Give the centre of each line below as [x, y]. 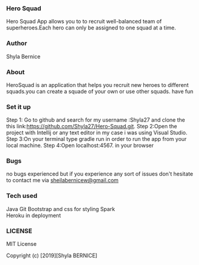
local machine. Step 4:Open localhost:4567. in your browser [80, 146]
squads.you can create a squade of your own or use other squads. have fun [100, 91]
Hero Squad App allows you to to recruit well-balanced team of [84, 22]
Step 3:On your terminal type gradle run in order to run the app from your [97, 139]
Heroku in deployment [34, 215]
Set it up [19, 107]
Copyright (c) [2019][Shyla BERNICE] [52, 255]
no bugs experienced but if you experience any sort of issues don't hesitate [100, 174]
